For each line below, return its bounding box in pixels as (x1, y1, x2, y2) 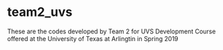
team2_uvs (7, 4, 73, 20)
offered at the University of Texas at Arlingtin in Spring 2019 (7, 34, 179, 42)
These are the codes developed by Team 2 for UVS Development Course (7, 27, 216, 35)
